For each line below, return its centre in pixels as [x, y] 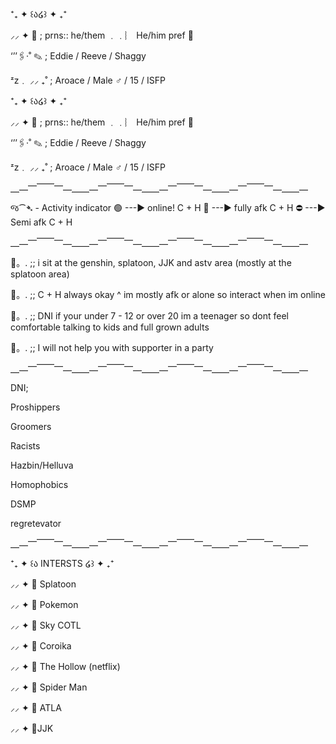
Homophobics [39, 484]
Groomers [31, 426]
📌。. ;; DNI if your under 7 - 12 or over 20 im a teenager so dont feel [149, 316]
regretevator [36, 523]
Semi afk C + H [41, 222]
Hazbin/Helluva [42, 465]
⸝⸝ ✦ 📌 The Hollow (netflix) [65, 666]
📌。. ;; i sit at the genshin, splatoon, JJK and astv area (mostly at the [151, 262]
